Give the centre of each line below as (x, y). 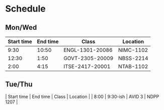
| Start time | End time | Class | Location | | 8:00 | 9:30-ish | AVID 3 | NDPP (82, 96)
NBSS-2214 (133, 58)
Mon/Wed (21, 27)
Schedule (26, 9)
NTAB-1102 (133, 66)
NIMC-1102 (133, 50)
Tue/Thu (19, 85)
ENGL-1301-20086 (88, 50)
